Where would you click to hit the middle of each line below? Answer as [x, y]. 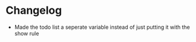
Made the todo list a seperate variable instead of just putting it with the [102, 27]
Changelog [34, 10]
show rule [27, 33]
